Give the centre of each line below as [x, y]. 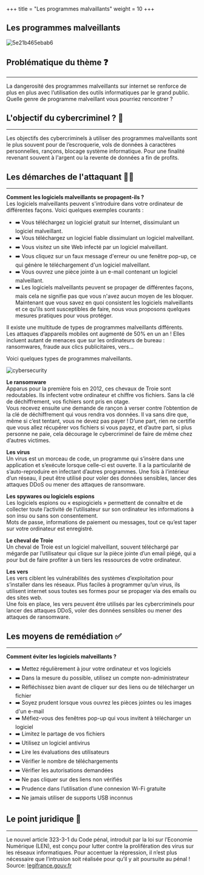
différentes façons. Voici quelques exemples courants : [75, 210]
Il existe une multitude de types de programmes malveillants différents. [95, 328]
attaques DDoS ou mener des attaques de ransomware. [76, 485]
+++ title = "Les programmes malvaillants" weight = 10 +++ [80, 9]
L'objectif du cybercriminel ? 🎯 [65, 118]
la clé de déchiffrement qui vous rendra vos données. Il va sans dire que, [97, 415]
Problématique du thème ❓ [57, 62]
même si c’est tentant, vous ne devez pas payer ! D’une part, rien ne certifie [101, 421]
